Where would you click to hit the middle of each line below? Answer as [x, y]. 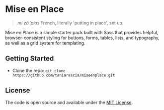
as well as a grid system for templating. [45, 43]
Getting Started [30, 59]
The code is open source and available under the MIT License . [69, 102]
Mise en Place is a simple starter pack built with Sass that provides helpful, [82, 32]
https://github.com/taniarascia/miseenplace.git [64, 75]
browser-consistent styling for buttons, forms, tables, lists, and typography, [82, 38]
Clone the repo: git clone [39, 70]
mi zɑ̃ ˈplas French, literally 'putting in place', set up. [70, 23]
